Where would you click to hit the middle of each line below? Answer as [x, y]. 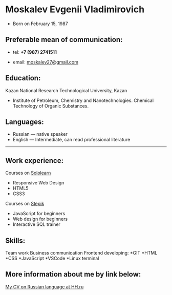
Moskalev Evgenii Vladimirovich [75, 9]
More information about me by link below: [73, 274]
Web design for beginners [40, 219]
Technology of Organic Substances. [50, 106]
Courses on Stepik [25, 204]
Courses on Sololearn [28, 173]
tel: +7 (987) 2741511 [35, 52]
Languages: [25, 122]
